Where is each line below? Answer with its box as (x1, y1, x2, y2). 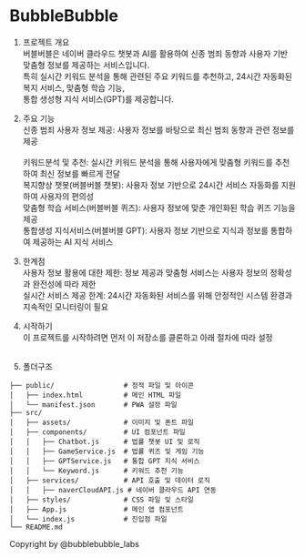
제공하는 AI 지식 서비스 (32, 236, 114, 247)
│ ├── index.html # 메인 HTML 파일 (9, 391, 182, 400)
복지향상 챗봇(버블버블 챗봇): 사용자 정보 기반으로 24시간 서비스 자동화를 (22, 179, 280, 190)
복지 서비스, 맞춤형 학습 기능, (22, 82, 126, 93)
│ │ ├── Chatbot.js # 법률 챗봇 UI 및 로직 (9, 437, 200, 446)
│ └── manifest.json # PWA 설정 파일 (9, 400, 178, 410)
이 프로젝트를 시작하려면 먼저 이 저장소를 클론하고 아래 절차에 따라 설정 (22, 331, 273, 342)
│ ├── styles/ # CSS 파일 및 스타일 (9, 495, 194, 504)
